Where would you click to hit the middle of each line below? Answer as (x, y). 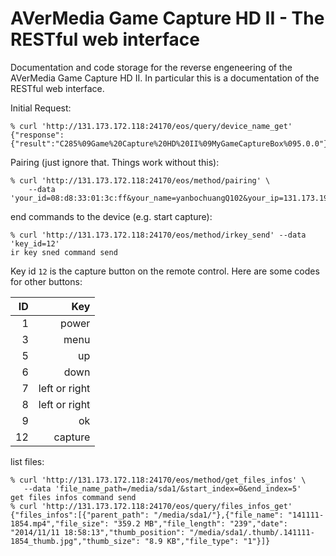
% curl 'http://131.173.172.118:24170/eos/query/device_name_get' (151, 126)
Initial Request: (41, 108)
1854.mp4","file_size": (60, 523)
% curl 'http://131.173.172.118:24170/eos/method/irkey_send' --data (158, 235)
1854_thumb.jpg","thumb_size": (75, 541)
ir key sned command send (64, 252)
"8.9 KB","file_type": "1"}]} (207, 541)
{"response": (37, 135)
